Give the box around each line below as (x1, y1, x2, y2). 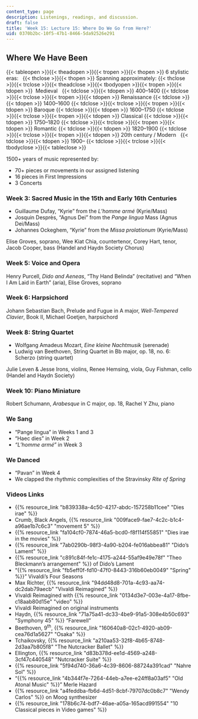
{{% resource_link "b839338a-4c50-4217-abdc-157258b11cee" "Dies (14, 504, 184, 511)
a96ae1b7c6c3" (14, 522, 53, 530)
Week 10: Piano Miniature (6, 387, 81, 395)
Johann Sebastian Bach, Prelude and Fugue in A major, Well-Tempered (6, 307, 178, 314)
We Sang (6, 415, 33, 423)
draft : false (6, 20, 38, 25)
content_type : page (6, 8, 54, 15)
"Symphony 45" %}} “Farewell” (14, 617, 92, 624)
